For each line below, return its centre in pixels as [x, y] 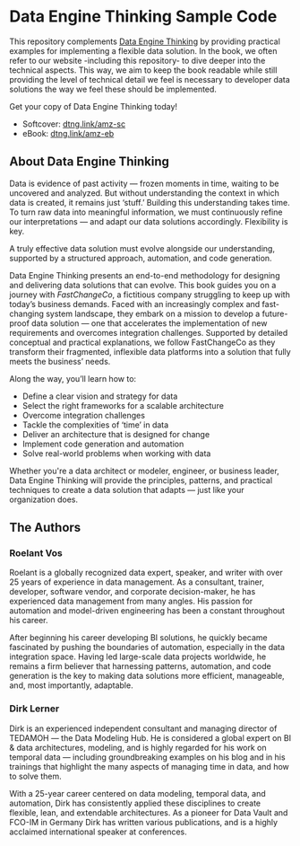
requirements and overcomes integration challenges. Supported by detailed [149, 332]
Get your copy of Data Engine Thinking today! [93, 106]
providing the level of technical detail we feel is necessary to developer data [150, 79]
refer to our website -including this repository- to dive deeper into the [137, 60]
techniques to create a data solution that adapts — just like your [127, 489]
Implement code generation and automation [103, 444]
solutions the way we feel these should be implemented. [113, 89]
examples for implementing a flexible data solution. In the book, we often [143, 50]
